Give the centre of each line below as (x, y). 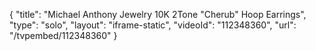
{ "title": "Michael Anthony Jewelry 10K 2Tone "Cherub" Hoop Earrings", (158, 14)
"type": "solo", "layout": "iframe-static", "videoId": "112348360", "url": (153, 25)
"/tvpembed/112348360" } (63, 35)
